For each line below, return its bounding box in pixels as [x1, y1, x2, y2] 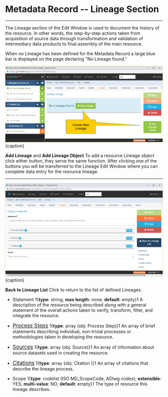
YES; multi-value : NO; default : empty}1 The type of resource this [12, 381, 147, 387]
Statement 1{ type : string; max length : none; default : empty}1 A [12, 297, 143, 303]
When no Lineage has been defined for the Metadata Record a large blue [5, 50, 155, 56]
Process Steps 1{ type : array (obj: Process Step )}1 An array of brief [12, 322, 155, 329]
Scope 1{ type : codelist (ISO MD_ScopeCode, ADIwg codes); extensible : [12, 375, 161, 382]
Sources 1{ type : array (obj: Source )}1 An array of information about [12, 344, 154, 351]
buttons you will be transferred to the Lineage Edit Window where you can [5, 163, 158, 169]
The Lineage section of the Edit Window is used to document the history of [5, 25, 159, 31]
